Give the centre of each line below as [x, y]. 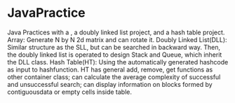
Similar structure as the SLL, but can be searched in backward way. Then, [114, 47]
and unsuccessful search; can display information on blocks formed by [110, 84]
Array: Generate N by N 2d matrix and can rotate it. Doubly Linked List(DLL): [117, 39]
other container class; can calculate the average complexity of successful [114, 77]
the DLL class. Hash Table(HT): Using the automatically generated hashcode [118, 62]
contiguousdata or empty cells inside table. [69, 92]
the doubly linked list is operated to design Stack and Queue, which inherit [115, 55]
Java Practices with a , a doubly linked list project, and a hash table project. [116, 32]
